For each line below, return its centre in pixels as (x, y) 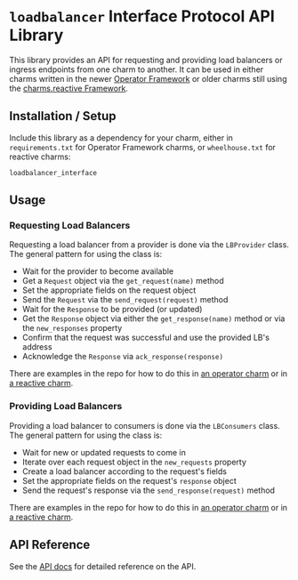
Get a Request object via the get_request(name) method (123, 281)
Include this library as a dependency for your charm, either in (121, 137)
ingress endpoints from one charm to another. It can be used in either (137, 69)
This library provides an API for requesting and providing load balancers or (146, 60)
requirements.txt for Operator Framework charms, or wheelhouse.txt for (142, 147)
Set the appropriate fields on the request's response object (129, 480)
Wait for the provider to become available (98, 271)
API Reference (50, 545)
